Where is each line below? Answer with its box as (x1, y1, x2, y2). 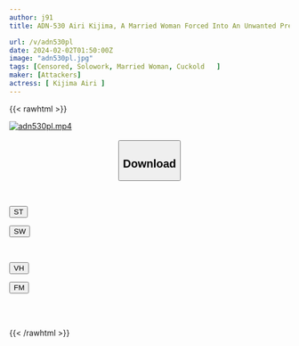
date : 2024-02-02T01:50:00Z (9, 45, 114, 54)
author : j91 (9, 12, 53, 22)
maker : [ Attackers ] (9, 70, 82, 80)
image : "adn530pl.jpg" (9, 54, 93, 63)
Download (123, 157, 176, 170)
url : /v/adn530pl (9, 37, 74, 46)
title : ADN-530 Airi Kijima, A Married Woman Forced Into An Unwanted (9, 21, 277, 30)
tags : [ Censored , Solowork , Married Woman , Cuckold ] (9, 62, 221, 71)
